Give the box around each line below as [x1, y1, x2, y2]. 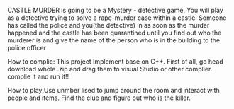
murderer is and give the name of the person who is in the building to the [7, 36, 221, 45]
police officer [7, 44, 46, 52]
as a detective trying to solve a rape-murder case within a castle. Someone [7, 13, 227, 22]
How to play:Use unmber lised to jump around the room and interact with [7, 86, 220, 94]
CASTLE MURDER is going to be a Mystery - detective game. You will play [7, 6, 223, 14]
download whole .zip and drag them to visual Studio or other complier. [7, 65, 213, 73]
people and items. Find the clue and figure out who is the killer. [7, 93, 191, 102]
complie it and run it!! [7, 72, 69, 81]
